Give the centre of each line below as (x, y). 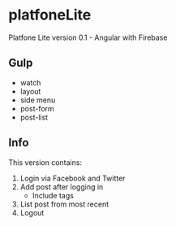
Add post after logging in (62, 187)
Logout (32, 212)
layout (30, 91)
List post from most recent (64, 204)
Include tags (53, 195)
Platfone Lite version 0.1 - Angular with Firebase (88, 37)
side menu (38, 100)
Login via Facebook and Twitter (73, 178)
